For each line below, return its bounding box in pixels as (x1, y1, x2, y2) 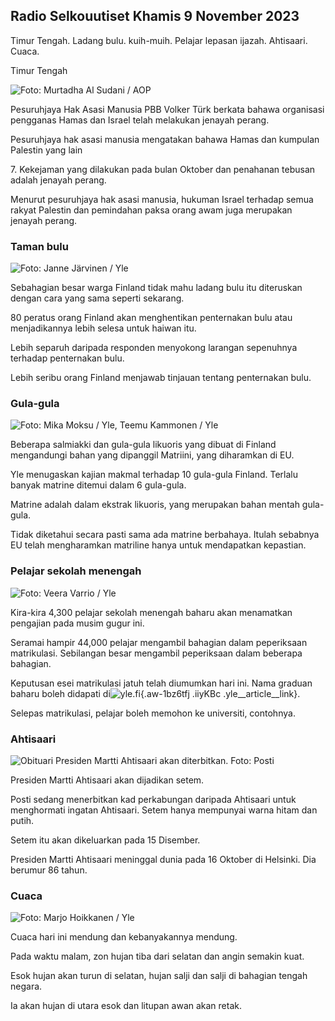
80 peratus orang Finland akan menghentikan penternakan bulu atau (10, 312, 293, 324)
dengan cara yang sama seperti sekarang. (10, 292, 185, 304)
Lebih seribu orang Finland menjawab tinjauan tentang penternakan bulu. (10, 372, 312, 384)
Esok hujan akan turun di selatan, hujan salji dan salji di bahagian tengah (10, 970, 308, 982)
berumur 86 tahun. (10, 864, 88, 876)
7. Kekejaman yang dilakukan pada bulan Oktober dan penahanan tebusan (10, 163, 316, 175)
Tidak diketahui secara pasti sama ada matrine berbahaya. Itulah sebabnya (10, 529, 320, 541)
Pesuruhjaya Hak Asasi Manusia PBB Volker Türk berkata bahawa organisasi (10, 103, 325, 115)
